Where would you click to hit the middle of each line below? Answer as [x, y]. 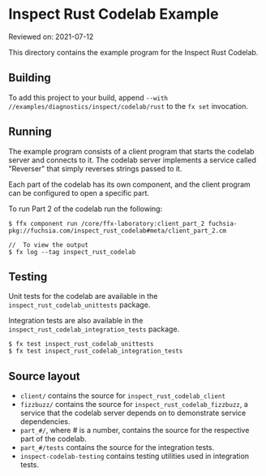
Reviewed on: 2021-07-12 [51, 37]
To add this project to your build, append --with [88, 97]
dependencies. [45, 422]
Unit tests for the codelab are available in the [83, 296]
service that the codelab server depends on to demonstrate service [133, 413]
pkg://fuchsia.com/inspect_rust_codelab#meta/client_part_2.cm [118, 231]
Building [30, 78]
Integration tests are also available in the [76, 321]
